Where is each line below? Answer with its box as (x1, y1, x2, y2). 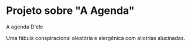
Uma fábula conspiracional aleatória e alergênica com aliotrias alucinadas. (6, 34, 186, 41)
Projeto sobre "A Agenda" (6, 4, 135, 17)
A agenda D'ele (6, 23, 43, 30)
